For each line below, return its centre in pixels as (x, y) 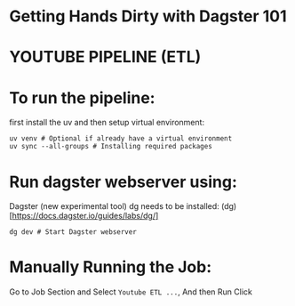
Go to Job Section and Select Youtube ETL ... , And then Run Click (131, 292)
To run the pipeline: (82, 97)
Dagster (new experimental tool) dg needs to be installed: (114, 206)
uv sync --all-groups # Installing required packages (111, 147)
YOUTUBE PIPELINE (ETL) (105, 57)
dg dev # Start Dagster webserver (73, 232)
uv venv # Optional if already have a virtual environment (121, 139)
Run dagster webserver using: (123, 182)
